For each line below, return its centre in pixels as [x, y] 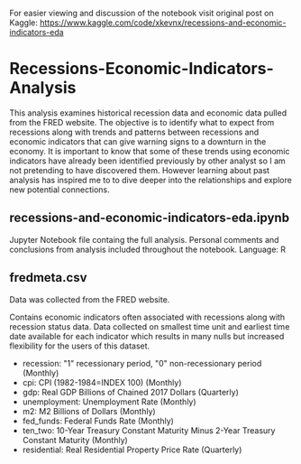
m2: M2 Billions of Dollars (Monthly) [89, 411]
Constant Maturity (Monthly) [75, 440]
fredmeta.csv [48, 278]
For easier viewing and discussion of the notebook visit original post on [141, 13]
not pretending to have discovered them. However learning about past [140, 170]
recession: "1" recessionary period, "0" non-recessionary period [142, 363]
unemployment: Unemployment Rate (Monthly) [109, 402]
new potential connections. [59, 190]
